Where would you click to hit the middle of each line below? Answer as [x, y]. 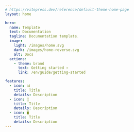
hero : [10, 23]
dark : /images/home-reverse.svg [46, 50]
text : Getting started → [43, 68]
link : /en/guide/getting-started [52, 73]
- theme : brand [29, 64]
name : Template [25, 27]
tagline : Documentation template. [44, 36]
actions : [18, 59]
